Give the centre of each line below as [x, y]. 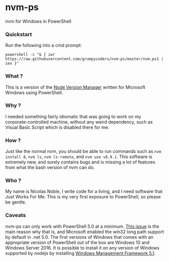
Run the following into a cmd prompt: [44, 45]
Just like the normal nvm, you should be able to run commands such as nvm [83, 151]
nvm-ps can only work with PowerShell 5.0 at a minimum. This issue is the [82, 226]
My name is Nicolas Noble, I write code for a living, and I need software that [84, 191]
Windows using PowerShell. [34, 92]
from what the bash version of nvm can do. [50, 168]
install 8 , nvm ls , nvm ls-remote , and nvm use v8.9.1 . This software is [79, 157]
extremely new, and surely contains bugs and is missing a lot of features [80, 162]
